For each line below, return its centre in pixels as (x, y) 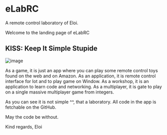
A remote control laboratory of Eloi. (42, 23)
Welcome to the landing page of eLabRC (47, 32)
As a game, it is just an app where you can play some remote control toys (82, 70)
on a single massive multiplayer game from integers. (60, 92)
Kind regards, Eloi (24, 126)
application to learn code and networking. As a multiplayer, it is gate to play (83, 86)
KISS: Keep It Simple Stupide (51, 49)
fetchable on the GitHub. (31, 107)
